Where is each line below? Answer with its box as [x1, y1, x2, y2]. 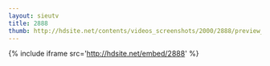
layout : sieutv [8, 11, 59, 20]
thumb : [8, 27, 31, 35]
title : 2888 [8, 19, 48, 27]
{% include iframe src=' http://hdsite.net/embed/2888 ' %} [8, 49, 199, 59]
